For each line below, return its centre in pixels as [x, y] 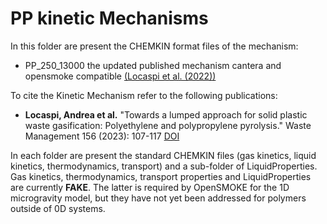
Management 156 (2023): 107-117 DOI [102, 136]
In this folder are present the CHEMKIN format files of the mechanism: [154, 46]
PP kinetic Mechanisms [109, 18]
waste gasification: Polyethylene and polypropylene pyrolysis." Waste [168, 125]
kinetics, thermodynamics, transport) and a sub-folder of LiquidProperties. [164, 166]
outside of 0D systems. [58, 208]
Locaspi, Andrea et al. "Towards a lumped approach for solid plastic [166, 114]
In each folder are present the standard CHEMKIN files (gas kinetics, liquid [163, 155]
